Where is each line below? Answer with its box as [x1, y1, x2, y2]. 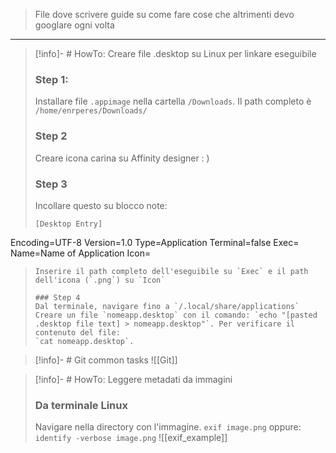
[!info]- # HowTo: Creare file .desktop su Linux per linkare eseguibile [34, 48, 317, 59]
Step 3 [34, 177, 68, 191]
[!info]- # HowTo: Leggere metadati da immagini [34, 373, 233, 385]
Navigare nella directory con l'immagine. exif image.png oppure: [34, 421, 302, 433]
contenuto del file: [34, 327, 121, 338]
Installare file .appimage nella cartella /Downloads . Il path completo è [34, 95, 312, 108]
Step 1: [34, 72, 69, 86]
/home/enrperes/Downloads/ [34, 106, 148, 116]
